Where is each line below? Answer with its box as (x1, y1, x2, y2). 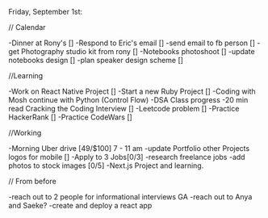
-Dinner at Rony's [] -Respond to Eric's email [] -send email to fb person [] (8, 38, 256, 48)
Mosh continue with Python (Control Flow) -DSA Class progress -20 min (8, 95, 249, 104)
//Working (8, 128, 42, 137)
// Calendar (8, 23, 46, 31)
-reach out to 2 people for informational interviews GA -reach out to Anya (8, 192, 253, 201)
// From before (8, 177, 57, 186)
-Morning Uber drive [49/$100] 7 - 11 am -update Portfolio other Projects (8, 144, 250, 153)
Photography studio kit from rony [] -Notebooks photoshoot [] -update (21, 47, 256, 56)
